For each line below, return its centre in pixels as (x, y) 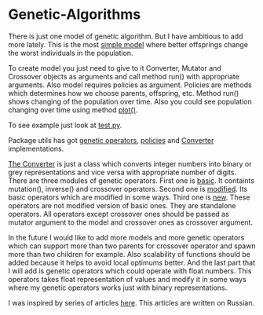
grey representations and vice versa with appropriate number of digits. (122, 172)
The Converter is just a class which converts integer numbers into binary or (130, 163)
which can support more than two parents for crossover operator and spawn (132, 246)
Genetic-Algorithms (75, 15)
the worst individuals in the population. (71, 53)
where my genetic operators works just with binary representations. (118, 288)
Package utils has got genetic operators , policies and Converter (111, 140)
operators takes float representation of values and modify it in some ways (128, 279)
